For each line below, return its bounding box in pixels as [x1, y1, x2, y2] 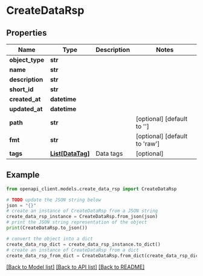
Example [6, 170, 40, 180]
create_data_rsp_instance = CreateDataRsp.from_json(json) [6, 214, 158, 220]
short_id [9, 85, 34, 94]
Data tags [95, 149, 123, 158]
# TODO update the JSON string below [6, 197, 101, 203]
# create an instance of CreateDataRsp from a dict [6, 247, 139, 253]
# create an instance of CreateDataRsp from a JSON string [6, 208, 158, 214]
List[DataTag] [50, 149, 90, 158]
